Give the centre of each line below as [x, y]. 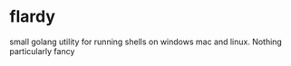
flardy [33, 17]
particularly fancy [42, 51]
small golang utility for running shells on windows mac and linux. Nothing [146, 42]
